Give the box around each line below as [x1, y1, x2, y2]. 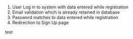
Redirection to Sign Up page [12, 19, 69, 25]
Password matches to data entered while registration [12, 15, 118, 20]
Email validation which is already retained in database [12, 9, 120, 15]
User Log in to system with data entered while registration [12, 4, 129, 10]
